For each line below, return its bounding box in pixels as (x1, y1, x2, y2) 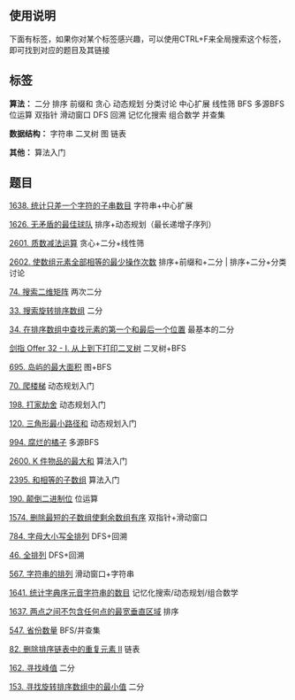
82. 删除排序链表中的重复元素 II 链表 (9, 644, 140, 655)
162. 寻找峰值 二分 (9, 663, 75, 673)
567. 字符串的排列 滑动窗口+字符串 (9, 569, 135, 580)
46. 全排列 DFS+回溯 (9, 550, 85, 560)
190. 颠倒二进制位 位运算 (9, 494, 99, 504)
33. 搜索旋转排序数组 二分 (9, 305, 103, 316)
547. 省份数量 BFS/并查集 (9, 625, 101, 635)
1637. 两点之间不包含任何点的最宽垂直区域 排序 (9, 606, 179, 617)
